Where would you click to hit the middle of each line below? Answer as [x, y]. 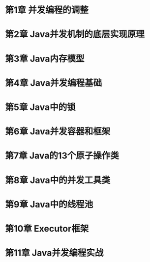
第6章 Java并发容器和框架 [58, 132]
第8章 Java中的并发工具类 [58, 180]
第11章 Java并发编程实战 [54, 253]
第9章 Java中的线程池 [49, 204]
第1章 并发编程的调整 [47, 10]
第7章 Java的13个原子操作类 [62, 156]
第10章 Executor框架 [47, 228]
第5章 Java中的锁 [40, 107]
